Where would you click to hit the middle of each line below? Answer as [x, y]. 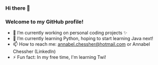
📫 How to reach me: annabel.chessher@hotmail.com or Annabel [81, 44]
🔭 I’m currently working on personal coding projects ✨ [70, 33]
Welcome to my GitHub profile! [44, 21]
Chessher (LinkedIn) [34, 52]
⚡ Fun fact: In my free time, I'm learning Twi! [59, 57]
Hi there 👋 [18, 8]
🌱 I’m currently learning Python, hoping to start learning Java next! [83, 39]
